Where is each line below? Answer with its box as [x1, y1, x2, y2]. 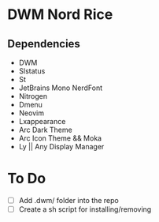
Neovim [18, 108, 45, 118]
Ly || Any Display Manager [18, 142, 105, 151]
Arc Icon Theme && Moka [18, 134, 102, 143]
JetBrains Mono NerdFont [18, 83, 103, 92]
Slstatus [18, 66, 46, 76]
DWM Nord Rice [7, 6, 113, 24]
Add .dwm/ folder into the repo [18, 195, 119, 205]
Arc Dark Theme [18, 125, 72, 134]
